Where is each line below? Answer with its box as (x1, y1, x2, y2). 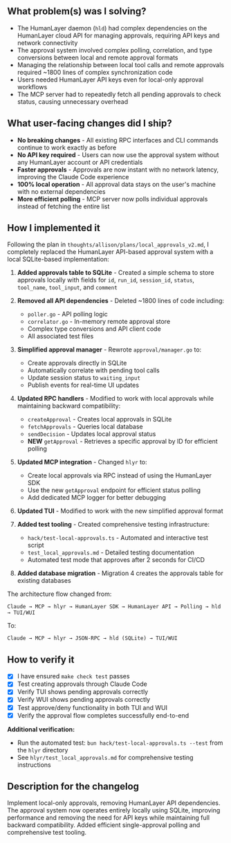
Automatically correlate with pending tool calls (27, 366, 160, 374)
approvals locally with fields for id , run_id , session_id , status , (17, 276, 195, 284)
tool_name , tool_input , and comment (17, 283, 118, 291)
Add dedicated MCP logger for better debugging (27, 493, 166, 502)
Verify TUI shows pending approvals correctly (17, 688, 149, 696)
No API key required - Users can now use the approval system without (17, 150, 219, 158)
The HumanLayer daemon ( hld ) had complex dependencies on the (17, 24, 207, 32)
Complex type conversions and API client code (27, 325, 161, 333)
